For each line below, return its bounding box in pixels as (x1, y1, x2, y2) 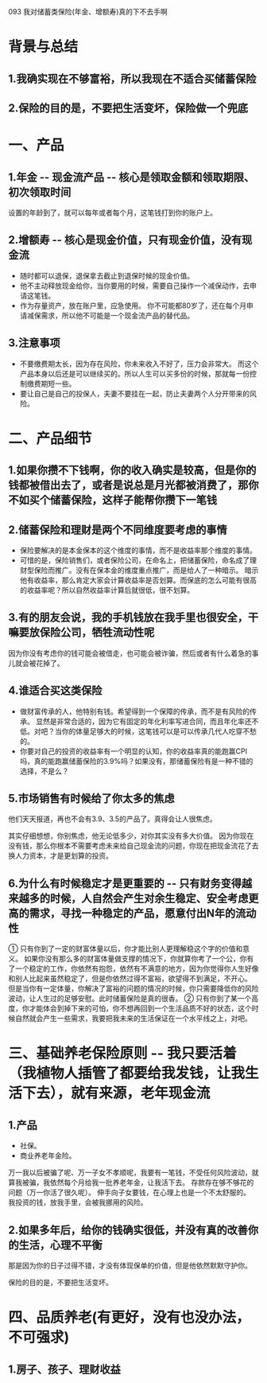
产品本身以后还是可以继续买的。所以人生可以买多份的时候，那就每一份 (19, 368, 250, 378)
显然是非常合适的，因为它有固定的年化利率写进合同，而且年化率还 (35, 716, 252, 726)
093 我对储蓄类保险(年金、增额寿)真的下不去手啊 (8, 7, 168, 16)
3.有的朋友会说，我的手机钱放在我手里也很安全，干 (8, 611, 259, 625)
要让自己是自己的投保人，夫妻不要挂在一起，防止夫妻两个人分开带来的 (19, 388, 250, 398)
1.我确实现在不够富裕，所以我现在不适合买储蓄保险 (8, 72, 257, 85)
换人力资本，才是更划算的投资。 (8, 851, 113, 861)
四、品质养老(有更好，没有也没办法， (8, 1308, 250, 1327)
